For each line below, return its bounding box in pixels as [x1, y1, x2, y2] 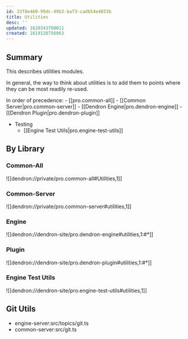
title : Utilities [6, 14, 49, 20]
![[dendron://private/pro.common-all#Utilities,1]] [6, 174, 122, 182]
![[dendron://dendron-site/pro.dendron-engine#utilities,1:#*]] [6, 231, 154, 238]
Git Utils [6, 304, 36, 314]
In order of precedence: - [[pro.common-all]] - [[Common [6, 96, 146, 103]
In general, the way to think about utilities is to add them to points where [6, 79, 181, 86]
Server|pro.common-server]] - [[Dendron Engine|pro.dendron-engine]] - [6, 103, 182, 110]
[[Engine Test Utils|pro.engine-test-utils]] [23, 127, 123, 134]
